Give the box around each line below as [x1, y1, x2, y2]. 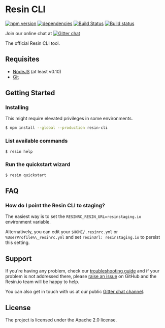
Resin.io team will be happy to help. [5, 279, 80, 285]
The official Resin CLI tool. [5, 40, 60, 46]
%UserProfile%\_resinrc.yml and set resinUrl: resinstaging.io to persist [5, 234, 160, 240]
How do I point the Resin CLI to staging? [5, 202, 105, 209]
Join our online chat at [5, 30, 52, 36]
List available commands [5, 138, 68, 145]
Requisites [5, 55, 40, 64]
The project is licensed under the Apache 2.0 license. [5, 317, 117, 323]
